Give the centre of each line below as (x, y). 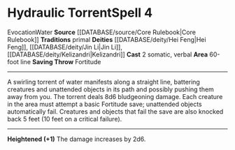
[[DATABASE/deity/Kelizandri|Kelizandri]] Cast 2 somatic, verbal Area (108, 54)
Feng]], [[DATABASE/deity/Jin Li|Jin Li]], (65, 47)
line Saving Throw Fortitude (61, 61)
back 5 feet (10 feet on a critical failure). (65, 119)
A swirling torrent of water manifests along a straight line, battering (104, 82)
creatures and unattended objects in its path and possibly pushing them (111, 89)
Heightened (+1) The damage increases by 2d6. (77, 139)
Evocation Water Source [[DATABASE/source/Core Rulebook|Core (101, 32)
